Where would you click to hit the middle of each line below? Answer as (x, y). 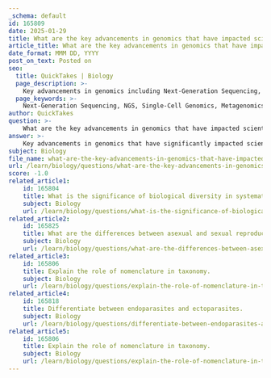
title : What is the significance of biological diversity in (127, 196)
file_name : (27, 158)
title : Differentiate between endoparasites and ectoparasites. (133, 309)
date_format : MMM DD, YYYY (54, 53)
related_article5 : (39, 331)
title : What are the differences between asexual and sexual (127, 234)
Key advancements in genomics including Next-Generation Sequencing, (142, 91)
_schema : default (38, 16)
